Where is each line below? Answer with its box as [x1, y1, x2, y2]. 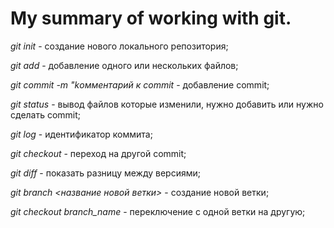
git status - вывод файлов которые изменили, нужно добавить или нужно [10, 98, 324, 110]
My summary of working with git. [10, 7, 292, 30]
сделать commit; [10, 108, 82, 121]
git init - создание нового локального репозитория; [10, 40, 229, 52]
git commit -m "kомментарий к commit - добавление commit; [10, 78, 270, 91]
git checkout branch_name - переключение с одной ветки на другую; [10, 205, 306, 217]
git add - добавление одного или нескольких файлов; [10, 59, 239, 71]
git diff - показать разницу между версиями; [10, 167, 202, 179]
